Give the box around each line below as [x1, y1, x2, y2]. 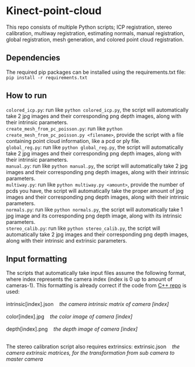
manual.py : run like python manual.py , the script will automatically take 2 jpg [6, 162, 188, 169]
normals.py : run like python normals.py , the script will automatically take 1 [6, 206, 183, 213]
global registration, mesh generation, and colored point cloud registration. [6, 36, 184, 43]
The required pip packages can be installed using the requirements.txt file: [6, 69, 186, 76]
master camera [6, 356, 43, 363]
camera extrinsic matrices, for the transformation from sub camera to [6, 349, 175, 356]
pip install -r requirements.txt [6, 74, 88, 80]
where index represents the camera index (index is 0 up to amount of [6, 276, 173, 283]
